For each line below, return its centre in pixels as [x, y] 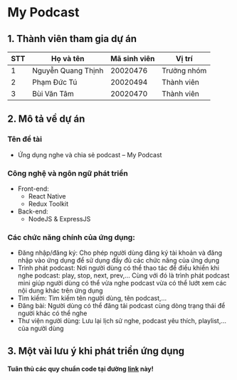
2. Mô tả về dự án [46, 119]
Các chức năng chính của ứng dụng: [71, 237]
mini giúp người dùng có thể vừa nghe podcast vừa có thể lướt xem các [122, 283]
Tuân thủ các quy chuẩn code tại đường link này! [81, 369]
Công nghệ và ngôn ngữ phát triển [68, 173]
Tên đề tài [25, 139]
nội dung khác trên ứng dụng [60, 291]
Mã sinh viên [132, 59]
